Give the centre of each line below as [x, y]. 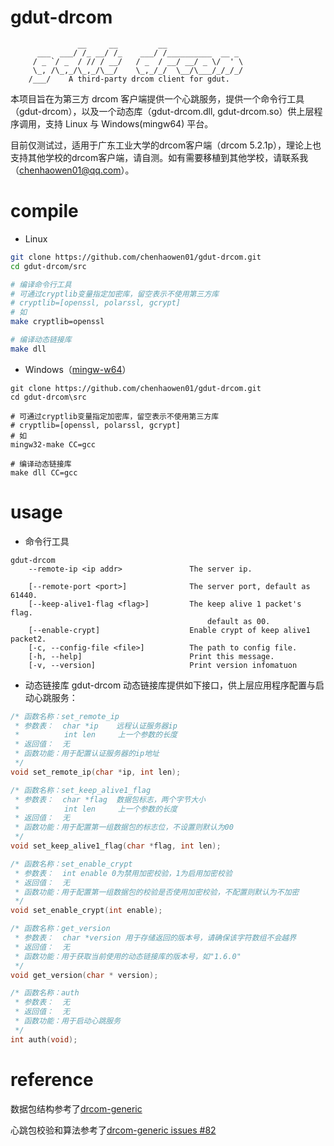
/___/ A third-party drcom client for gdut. [129, 79]
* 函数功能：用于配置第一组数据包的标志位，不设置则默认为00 [124, 827]
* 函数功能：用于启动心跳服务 [68, 1021]
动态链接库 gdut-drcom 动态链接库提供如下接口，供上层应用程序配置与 [170, 685]
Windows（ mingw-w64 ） [78, 369]
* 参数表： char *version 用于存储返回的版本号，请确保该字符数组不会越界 [155, 938]
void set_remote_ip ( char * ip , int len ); [96, 772]
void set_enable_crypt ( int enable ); [86, 911]
